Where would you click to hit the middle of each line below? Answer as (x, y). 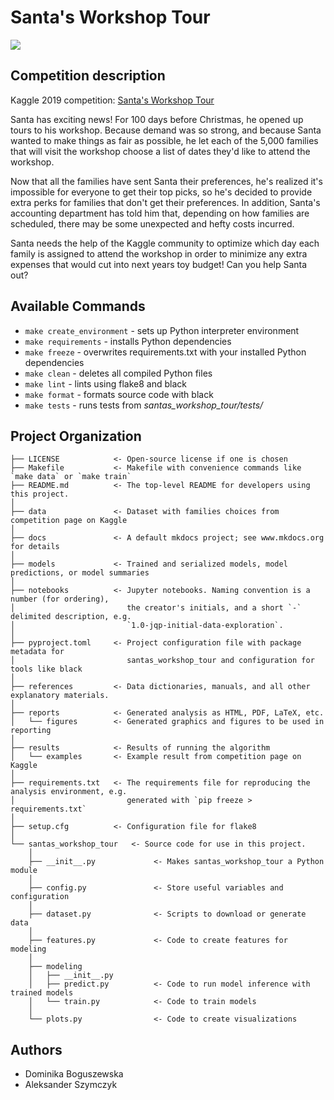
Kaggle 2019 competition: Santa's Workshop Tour (112, 100)
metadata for (37, 652)
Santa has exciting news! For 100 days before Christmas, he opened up (157, 119)
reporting (31, 731)
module (24, 871)
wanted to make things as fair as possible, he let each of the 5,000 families (164, 140)
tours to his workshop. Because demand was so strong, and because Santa (166, 130)
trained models (42, 993)
